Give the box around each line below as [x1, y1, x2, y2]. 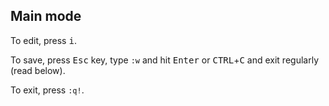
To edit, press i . [10, 34, 77, 46]
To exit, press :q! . [10, 84, 85, 96]
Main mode [10, 8, 82, 25]
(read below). [10, 64, 66, 76]
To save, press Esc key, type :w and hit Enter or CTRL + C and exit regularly [10, 54, 320, 66]
